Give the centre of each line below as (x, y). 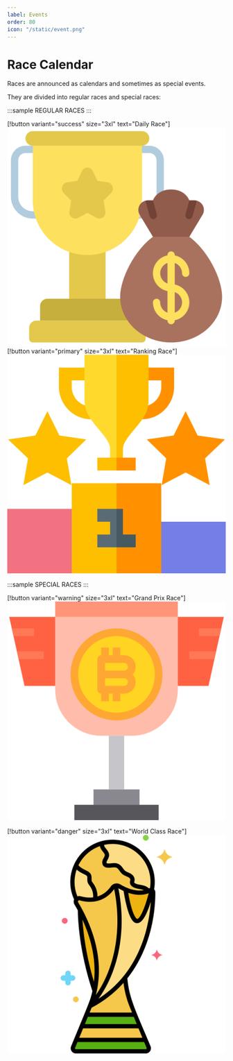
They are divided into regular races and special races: (84, 97)
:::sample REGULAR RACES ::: (50, 110)
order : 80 (21, 22)
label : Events (28, 15)
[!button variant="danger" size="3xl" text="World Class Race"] (97, 831)
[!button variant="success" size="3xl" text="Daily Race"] (89, 124)
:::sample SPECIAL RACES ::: (48, 585)
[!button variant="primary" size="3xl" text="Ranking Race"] (93, 351)
